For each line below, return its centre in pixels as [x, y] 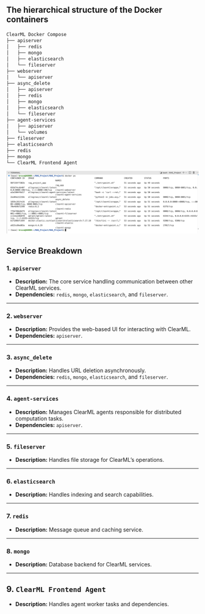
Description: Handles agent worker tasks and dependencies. [92, 604]
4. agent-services [33, 398]
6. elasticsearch [31, 481]
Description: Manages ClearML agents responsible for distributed [98, 412]
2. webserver [24, 316]
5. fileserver [26, 447]
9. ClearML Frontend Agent [56, 589]
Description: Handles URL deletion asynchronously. [81, 371]
